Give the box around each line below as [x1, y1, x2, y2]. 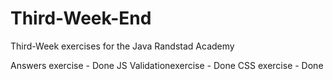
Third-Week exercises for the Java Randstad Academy [10, 40, 235, 52]
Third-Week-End [10, 7, 152, 30]
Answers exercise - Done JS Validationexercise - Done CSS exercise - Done [10, 59, 324, 71]
